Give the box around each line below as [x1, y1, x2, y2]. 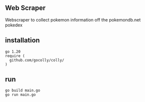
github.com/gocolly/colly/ [9, 58, 64, 62]
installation [5, 36, 40, 44]
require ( [5, 53, 25, 58]
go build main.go [5, 88, 41, 93]
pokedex [5, 22, 23, 28]
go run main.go [5, 92, 36, 97]
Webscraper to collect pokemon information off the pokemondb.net [5, 17, 141, 22]
